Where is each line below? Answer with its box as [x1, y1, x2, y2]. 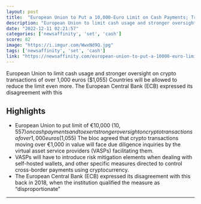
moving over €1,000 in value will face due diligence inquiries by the [14, 141, 181, 148]
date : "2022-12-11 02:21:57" [6, 25, 79, 32]
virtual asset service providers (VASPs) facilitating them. [14, 147, 154, 154]
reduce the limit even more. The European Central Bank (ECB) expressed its [6, 82, 193, 90]
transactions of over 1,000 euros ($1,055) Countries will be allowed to [6, 76, 178, 83]
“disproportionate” [14, 185, 61, 193]
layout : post [6, 8, 39, 15]
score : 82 [6, 36, 31, 42]
